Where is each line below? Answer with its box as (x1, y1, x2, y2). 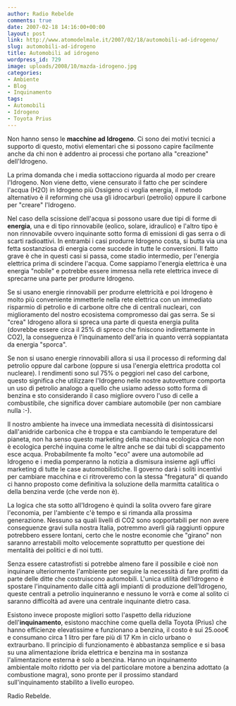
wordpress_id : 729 (7, 56, 61, 63)
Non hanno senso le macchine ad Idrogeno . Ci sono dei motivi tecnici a (7, 135, 216, 143)
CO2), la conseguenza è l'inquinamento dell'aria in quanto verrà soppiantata (7, 333, 229, 341)
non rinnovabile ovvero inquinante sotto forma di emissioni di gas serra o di (7, 229, 226, 237)
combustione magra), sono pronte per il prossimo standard (7, 670, 178, 679)
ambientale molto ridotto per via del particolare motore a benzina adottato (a (7, 663, 229, 671)
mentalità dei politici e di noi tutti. (7, 545, 104, 554)
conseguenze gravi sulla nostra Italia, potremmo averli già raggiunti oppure (7, 523, 225, 532)
